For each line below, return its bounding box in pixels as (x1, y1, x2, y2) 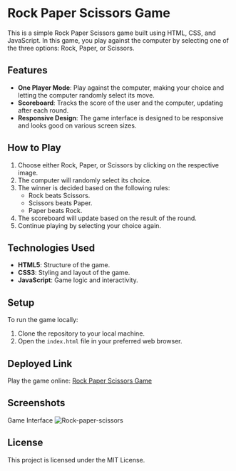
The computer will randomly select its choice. (17, 176, 152, 185)
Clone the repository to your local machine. (17, 329, 145, 338)
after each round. (17, 105, 69, 115)
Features (7, 64, 48, 76)
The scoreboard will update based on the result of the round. (17, 214, 197, 222)
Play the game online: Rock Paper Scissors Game (7, 376, 152, 385)
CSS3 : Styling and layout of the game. (17, 269, 130, 277)
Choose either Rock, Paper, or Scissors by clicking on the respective (17, 160, 220, 169)
